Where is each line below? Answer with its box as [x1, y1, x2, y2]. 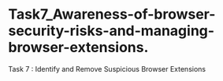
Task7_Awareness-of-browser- [8, 5, 216, 23]
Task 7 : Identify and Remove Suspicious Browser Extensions [8, 64, 206, 73]
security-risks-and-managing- [8, 22, 215, 40]
